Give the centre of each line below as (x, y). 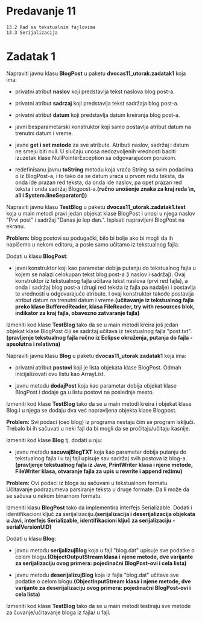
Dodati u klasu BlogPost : (37, 256)
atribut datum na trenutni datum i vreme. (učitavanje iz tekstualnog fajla (104, 300)
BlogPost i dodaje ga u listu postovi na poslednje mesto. (84, 392)
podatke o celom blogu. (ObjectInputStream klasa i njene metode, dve (103, 581)
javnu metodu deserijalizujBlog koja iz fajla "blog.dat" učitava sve (97, 575)
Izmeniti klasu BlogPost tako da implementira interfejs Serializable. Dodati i (99, 508)
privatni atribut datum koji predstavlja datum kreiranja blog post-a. (97, 115)
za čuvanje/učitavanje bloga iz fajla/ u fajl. (58, 612)
